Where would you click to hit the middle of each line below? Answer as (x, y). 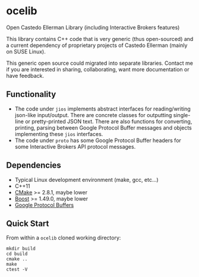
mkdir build (21, 249)
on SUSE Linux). (26, 51)
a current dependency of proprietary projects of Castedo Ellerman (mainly (97, 45)
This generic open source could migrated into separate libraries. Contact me (99, 63)
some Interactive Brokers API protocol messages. (75, 146)
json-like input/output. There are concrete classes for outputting (93, 115)
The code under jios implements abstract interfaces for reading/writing (103, 109)
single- (182, 115)
